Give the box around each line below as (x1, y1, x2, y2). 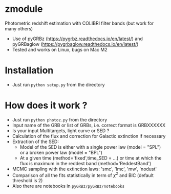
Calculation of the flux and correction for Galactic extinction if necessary (12, 133, 166, 139)
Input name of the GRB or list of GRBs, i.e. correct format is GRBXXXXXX (12, 122, 166, 128)
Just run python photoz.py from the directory (12, 116, 108, 122)
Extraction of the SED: (12, 138, 59, 145)
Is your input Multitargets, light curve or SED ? (12, 127, 110, 134)
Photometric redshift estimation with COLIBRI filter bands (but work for (5, 20, 154, 26)
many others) (5, 25, 33, 31)
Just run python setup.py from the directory (12, 81, 105, 87)
